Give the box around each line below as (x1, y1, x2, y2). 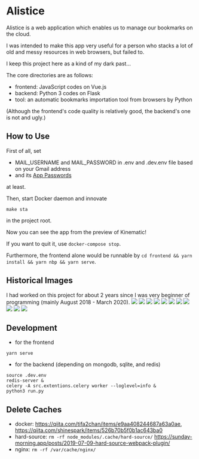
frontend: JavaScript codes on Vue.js (14, 83, 107, 90)
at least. (6, 183, 26, 190)
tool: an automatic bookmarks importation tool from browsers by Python (14, 96, 192, 103)
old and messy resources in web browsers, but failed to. (6, 48, 145, 55)
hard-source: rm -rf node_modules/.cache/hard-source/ (14, 433, 154, 440)
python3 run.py (6, 388, 44, 394)
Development (6, 322, 58, 333)
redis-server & (6, 378, 44, 384)
